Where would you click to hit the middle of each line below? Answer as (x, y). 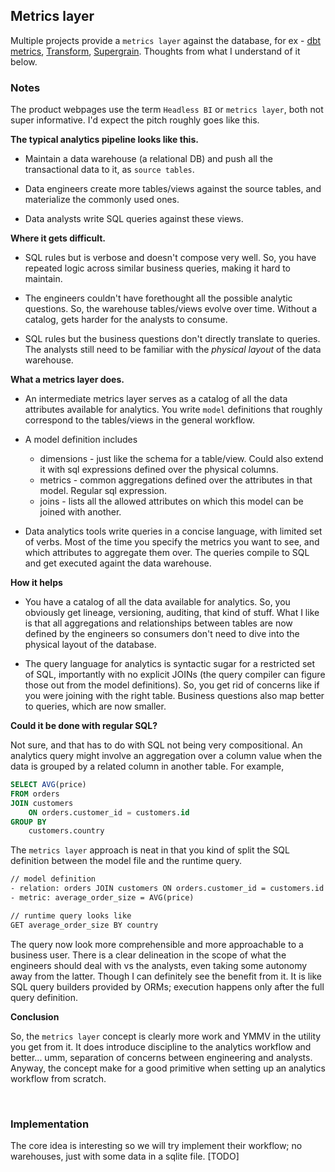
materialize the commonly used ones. (102, 200)
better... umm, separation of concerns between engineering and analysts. (161, 1057)
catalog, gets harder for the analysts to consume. (126, 320)
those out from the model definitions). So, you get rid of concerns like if (172, 685)
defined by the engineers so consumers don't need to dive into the (162, 634)
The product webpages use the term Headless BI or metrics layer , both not (167, 110)
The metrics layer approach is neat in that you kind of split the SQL (150, 850)
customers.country (66, 831)
